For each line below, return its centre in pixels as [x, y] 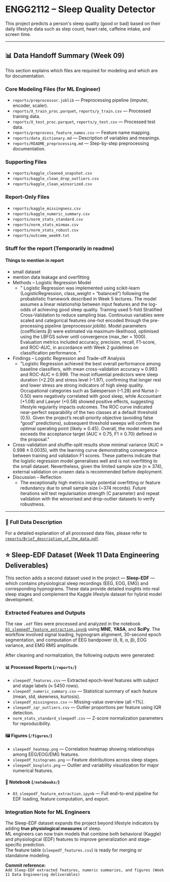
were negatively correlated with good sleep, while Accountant [97, 396]
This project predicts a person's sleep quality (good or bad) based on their [83, 23]
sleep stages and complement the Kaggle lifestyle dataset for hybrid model [83, 594]
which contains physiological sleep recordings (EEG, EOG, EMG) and [77, 583]
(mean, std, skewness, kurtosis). [46, 697]
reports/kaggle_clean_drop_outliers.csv [56, 179]
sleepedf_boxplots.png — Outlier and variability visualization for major [86, 765]
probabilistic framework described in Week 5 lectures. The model [88, 299]
